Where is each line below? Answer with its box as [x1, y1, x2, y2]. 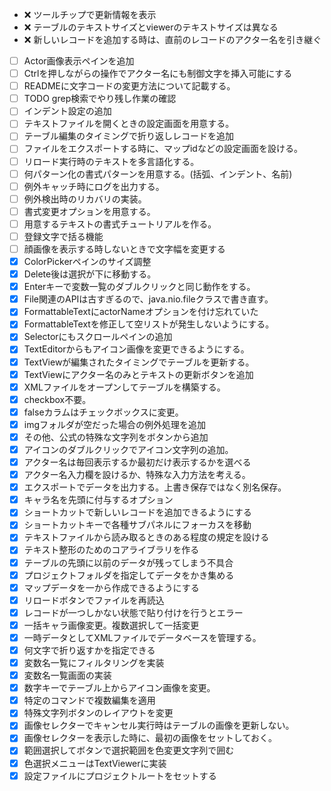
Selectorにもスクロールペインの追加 [23, 331, 173, 343]
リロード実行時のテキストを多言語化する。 [23, 155, 200, 167]
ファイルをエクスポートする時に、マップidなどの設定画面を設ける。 [23, 143, 303, 155]
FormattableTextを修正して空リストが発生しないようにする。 [23, 318, 275, 330]
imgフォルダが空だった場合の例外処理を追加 [23, 418, 207, 430]
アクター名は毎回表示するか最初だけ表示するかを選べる [23, 456, 252, 468]
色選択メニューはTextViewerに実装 [23, 757, 167, 769]
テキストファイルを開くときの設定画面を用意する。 [23, 118, 235, 130]
